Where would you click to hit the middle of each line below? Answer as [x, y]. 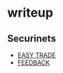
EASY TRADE [36, 55]
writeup [30, 13]
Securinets [31, 39]
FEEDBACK [34, 63]
